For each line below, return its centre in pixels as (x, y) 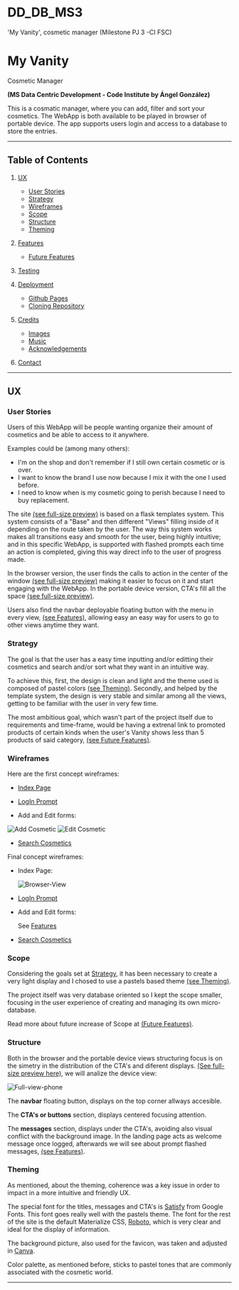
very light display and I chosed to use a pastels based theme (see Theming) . (119, 981)
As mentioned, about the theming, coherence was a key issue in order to (114, 1185)
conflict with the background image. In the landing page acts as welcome (115, 1136)
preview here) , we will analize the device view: (89, 1073)
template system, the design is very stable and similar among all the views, (117, 695)
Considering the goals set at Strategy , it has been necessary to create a (112, 973)
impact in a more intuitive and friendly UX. (69, 1192)
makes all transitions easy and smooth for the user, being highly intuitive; (114, 537)
